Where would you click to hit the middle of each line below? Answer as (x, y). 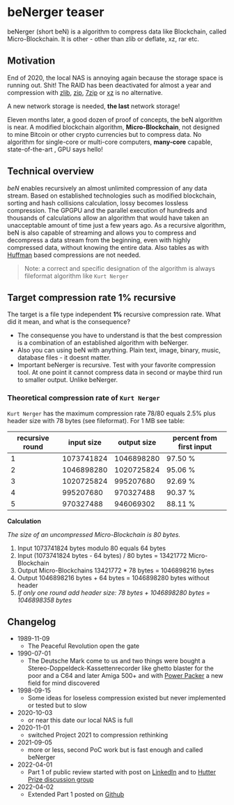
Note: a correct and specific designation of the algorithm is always (120, 268)
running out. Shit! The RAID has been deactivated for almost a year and (109, 85)
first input (195, 446)
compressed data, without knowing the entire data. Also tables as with (108, 247)
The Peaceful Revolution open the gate (84, 646)
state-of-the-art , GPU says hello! (55, 149)
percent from (195, 438)
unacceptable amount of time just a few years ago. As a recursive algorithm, (117, 225)
